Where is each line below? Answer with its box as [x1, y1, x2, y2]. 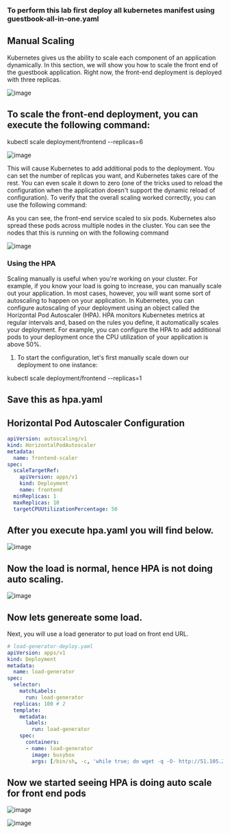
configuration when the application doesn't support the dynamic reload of [7, 186, 216, 194]
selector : [13, 682, 41, 688]
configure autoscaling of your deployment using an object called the [7, 303, 200, 312]
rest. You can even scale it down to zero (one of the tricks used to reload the [7, 178, 223, 187]
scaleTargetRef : [13, 467, 60, 474]
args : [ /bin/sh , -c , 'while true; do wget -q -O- [31, 758, 176, 765]
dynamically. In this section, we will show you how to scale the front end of [7, 60, 218, 69]
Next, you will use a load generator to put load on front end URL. [7, 629, 189, 638]
